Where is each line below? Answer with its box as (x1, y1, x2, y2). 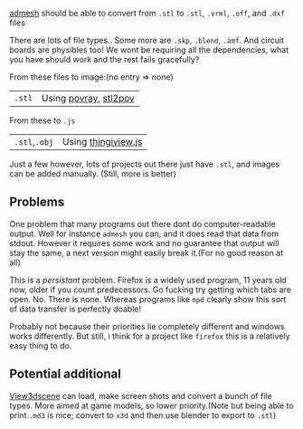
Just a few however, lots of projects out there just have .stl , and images (9, 158, 280, 169)
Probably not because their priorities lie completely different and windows (9, 320, 285, 331)
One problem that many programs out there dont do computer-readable (9, 218, 276, 229)
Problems (9, 195, 65, 210)
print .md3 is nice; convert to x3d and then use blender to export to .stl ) (9, 409, 277, 420)
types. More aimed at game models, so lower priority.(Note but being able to (9, 400, 294, 411)
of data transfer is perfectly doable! (9, 303, 142, 314)
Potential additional (9, 367, 122, 382)
